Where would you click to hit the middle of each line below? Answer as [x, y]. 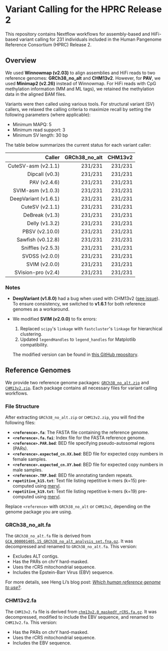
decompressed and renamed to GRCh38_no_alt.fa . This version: [71, 547]
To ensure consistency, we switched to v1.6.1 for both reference [79, 304]
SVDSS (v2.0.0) [41, 256]
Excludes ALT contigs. [36, 556]
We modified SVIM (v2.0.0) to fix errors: [55, 319]
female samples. [30, 459]
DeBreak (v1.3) [42, 215]
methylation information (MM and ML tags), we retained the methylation [80, 89]
